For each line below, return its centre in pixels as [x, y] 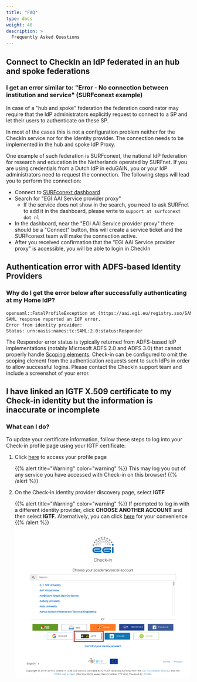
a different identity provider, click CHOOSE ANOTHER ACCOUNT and [98, 510]
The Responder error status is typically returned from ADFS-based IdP [91, 342]
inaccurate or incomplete [53, 410]
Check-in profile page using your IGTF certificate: [66, 446]
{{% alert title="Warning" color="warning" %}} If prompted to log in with [102, 504]
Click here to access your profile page [61, 457]
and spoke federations [48, 71]
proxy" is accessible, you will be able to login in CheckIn [82, 248]
